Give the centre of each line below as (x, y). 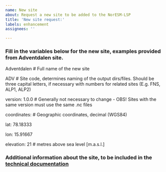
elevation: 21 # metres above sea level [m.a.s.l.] (55, 144)
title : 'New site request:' (35, 19)
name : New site (21, 10)
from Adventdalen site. (34, 58)
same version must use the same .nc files (49, 105)
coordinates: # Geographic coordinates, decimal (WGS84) (66, 115)
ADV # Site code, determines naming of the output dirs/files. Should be (80, 79)
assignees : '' (20, 29)
